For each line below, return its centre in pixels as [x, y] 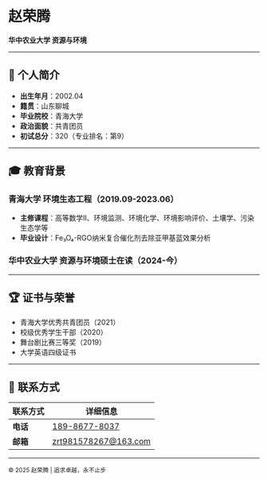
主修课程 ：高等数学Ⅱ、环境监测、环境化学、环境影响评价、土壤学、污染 [137, 218]
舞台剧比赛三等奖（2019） [63, 342]
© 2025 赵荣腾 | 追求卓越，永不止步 [57, 471]
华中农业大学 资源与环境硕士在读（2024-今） [95, 260]
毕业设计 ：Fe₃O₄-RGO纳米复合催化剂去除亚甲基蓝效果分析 [115, 238]
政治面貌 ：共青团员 [51, 125]
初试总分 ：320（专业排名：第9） [74, 136]
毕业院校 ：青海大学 [51, 116]
